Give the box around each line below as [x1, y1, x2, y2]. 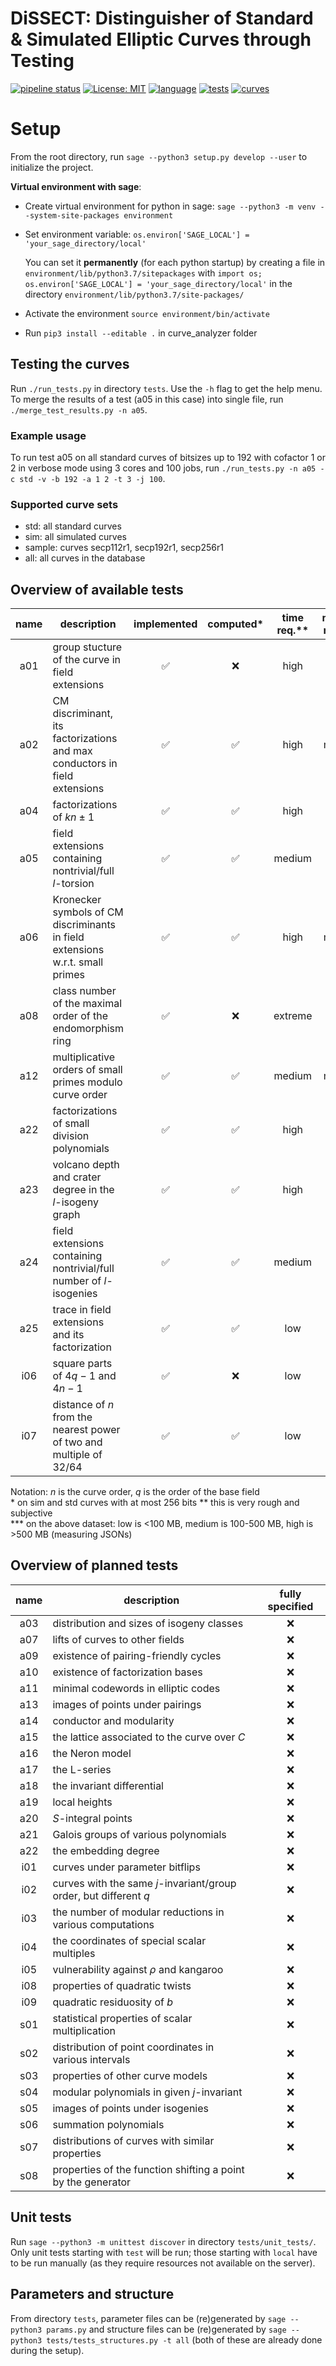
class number [52, 984, 117, 998]
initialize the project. [10, 161, 94, 173]
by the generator [52, 2175, 132, 2189]
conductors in [52, 757, 118, 771]
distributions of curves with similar [52, 2133, 215, 2147]
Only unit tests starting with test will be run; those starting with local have [10, 2246, 318, 2258]
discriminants [52, 918, 117, 932]
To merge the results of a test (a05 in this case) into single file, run [10, 393, 284, 405]
